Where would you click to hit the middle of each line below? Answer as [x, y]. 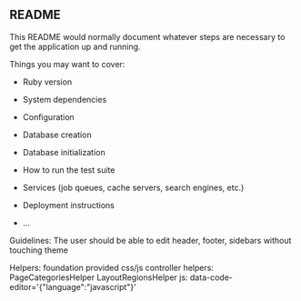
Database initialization [64, 152]
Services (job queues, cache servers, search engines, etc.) [133, 187]
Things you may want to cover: [67, 64]
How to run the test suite [69, 170]
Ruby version [47, 82]
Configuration [48, 116]
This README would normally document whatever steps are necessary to [147, 36]
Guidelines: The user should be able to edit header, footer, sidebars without [150, 240]
